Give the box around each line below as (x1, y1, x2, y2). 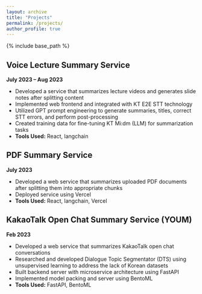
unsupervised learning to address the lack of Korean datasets (14, 261, 169, 269)
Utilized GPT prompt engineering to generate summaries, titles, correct (14, 107, 192, 114)
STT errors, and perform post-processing (14, 113, 119, 121)
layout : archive (6, 8, 47, 15)
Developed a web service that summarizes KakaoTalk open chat (14, 243, 174, 250)
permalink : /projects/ (6, 20, 63, 26)
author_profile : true (6, 25, 61, 32)
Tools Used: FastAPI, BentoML (14, 281, 92, 288)
